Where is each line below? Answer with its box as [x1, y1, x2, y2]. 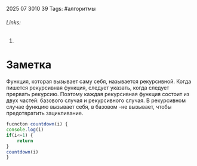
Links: [6, 19, 21, 26]
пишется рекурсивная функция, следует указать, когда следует [6, 84, 170, 91]
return [17, 137, 33, 144]
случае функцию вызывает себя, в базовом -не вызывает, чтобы [6, 103, 172, 110]
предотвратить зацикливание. [6, 110, 84, 117]
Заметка [6, 58, 52, 72]
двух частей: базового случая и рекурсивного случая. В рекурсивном [6, 97, 186, 104]
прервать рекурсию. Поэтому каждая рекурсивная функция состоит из [6, 91, 190, 98]
